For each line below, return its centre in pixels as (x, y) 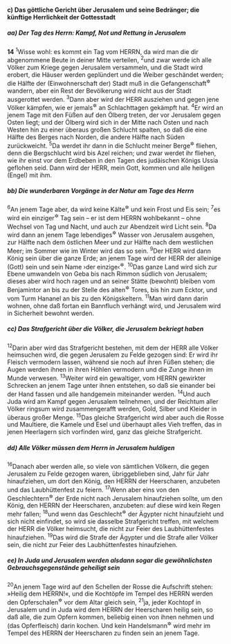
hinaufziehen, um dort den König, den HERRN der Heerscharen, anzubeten (114, 481)
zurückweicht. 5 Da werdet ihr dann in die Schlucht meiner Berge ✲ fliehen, (112, 145)
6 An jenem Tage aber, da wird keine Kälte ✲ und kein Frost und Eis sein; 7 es (114, 209)
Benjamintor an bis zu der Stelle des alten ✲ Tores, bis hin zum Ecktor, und (112, 289)
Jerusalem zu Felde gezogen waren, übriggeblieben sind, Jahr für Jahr (108, 474)
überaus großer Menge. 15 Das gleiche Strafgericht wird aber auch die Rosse (115, 417)
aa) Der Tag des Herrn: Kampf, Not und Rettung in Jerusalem (97, 33)
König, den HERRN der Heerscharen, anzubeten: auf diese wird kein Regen (114, 506)
